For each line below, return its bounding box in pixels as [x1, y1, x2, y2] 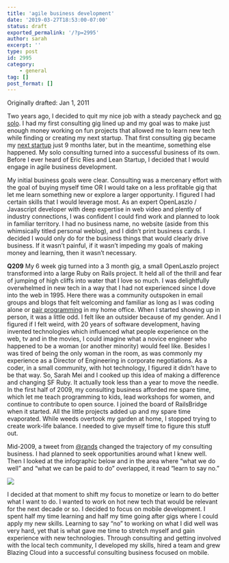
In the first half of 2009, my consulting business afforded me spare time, [7, 386, 211, 394]
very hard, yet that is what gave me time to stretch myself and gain [7, 527, 196, 535]
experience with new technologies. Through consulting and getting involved [7, 534, 221, 542]
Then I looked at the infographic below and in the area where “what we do [7, 457, 216, 465]
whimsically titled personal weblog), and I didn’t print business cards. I [7, 227, 205, 235]
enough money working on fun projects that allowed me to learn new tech [7, 127, 215, 135]
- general [19, 67, 48, 74]
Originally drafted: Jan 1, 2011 [7, 99, 90, 107]
